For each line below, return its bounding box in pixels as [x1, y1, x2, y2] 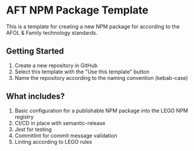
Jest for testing [14, 126, 52, 133]
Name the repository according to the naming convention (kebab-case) [14, 74, 188, 81]
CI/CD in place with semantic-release [14, 119, 106, 126]
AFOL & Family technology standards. [6, 29, 98, 36]
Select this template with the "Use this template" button [14, 68, 150, 75]
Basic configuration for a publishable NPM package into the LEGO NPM [14, 107, 189, 114]
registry [14, 113, 34, 120]
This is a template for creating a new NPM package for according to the [6, 23, 180, 30]
